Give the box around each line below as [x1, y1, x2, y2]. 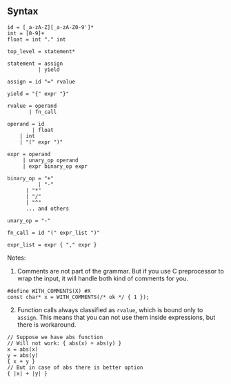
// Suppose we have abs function [7, 334, 103, 340]
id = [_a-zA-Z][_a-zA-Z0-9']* [7, 23, 94, 30]
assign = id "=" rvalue [7, 78, 76, 85]
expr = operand [7, 151, 51, 157]
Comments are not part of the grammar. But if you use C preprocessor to [17, 267, 224, 275]
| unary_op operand [22, 157, 79, 164]
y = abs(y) [7, 352, 39, 358]
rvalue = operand [7, 102, 57, 109]
